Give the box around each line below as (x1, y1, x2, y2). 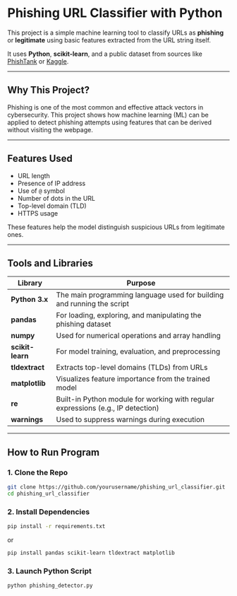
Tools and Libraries (7, 257, 93, 269)
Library (17, 278, 42, 288)
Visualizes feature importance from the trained (56, 374, 210, 384)
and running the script (56, 299, 129, 309)
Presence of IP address (17, 179, 86, 187)
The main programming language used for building (56, 290, 224, 300)
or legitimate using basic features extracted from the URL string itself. (7, 35, 212, 44)
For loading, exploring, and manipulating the (56, 310, 202, 320)
